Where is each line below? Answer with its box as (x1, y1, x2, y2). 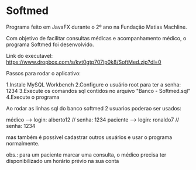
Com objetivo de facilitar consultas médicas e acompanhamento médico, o (6, 34, 187, 41)
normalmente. (6, 140, 40, 147)
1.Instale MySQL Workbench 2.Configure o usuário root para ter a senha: (6, 81, 181, 88)
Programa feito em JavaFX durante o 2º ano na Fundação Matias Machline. (6, 23, 187, 30)
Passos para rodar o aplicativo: (6, 70, 81, 77)
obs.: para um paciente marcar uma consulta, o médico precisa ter (6, 151, 167, 158)
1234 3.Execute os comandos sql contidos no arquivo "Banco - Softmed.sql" (6, 87, 191, 94)
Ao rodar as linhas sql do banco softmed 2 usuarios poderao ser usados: (6, 105, 181, 112)
